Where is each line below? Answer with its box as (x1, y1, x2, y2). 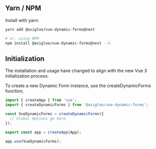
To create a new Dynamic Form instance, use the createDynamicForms (5, 82, 151, 89)
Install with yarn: (5, 17, 39, 23)
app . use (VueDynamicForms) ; (5, 138, 61, 144)
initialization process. (5, 73, 49, 79)
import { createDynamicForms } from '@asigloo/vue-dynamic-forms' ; (5, 102, 149, 107)
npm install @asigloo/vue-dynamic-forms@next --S (5, 40, 111, 45)
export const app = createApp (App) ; (5, 129, 81, 134)
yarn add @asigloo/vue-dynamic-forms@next (5, 27, 95, 32)
